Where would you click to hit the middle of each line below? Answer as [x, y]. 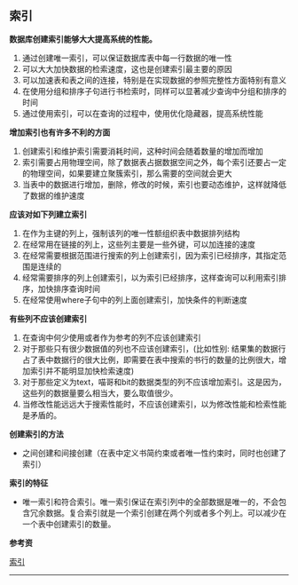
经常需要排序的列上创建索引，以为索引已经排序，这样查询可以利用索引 [150, 277]
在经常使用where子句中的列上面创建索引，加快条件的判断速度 [134, 299]
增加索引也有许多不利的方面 [60, 132]
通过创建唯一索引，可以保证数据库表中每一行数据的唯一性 [127, 58]
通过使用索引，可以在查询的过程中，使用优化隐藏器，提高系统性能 [142, 113]
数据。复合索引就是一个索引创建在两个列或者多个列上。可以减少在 [166, 512]
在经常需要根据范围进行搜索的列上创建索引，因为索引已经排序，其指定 [150, 255]
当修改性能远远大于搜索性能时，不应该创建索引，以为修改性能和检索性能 [154, 404]
